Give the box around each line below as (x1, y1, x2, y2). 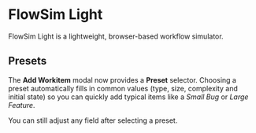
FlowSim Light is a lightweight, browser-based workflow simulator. (8, 31, 224, 41)
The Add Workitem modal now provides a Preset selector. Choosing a (8, 75, 236, 84)
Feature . (8, 100, 35, 109)
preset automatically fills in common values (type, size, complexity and (8, 83, 239, 93)
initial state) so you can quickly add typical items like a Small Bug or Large (8, 92, 249, 102)
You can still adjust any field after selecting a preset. (8, 116, 178, 125)
